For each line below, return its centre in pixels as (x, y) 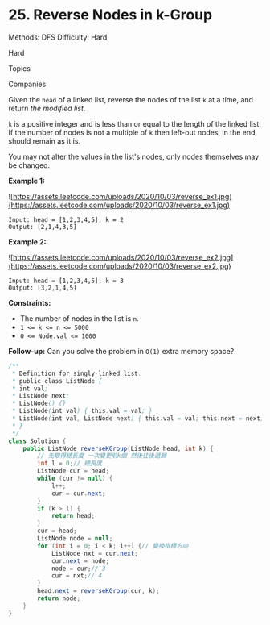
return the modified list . (47, 108)
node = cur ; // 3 (78, 569)
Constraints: (30, 302)
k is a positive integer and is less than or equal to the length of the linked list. (135, 123)
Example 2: (27, 242)
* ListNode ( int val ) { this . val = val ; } (82, 411)
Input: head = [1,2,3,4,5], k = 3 (66, 281)
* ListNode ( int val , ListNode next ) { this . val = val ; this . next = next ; (138, 419)
